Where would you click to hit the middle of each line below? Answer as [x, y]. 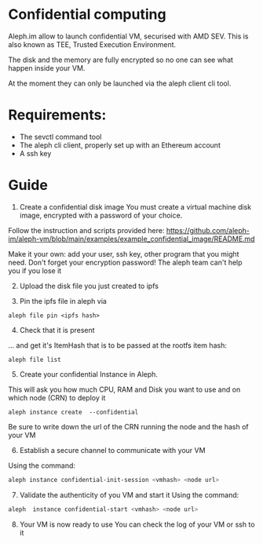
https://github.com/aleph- [208, 230]
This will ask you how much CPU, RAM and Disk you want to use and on [124, 389]
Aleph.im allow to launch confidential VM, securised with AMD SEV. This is [128, 36]
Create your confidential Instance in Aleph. [89, 374]
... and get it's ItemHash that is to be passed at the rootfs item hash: [118, 345]
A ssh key [35, 153]
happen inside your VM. [47, 68]
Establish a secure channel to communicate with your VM [112, 450]
